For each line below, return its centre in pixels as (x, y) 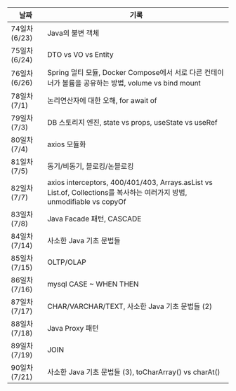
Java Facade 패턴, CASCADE (94, 219)
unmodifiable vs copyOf (86, 201)
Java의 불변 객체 (73, 33)
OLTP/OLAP (66, 262)
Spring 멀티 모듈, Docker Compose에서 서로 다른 (125, 73)
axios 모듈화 (66, 144)
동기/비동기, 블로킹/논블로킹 (90, 166)
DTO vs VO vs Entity (80, 54)
